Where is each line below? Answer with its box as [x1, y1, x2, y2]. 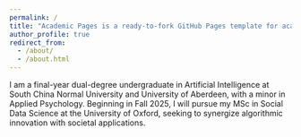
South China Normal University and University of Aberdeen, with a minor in [9, 89, 286, 99]
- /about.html [17, 55, 70, 64]
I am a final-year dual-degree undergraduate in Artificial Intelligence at [9, 80, 270, 90]
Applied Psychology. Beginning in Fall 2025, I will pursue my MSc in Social [9, 98, 284, 108]
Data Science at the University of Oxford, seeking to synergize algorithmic [9, 108, 284, 118]
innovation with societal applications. [9, 117, 146, 128]
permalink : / [9, 13, 58, 22]
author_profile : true [9, 30, 90, 39]
